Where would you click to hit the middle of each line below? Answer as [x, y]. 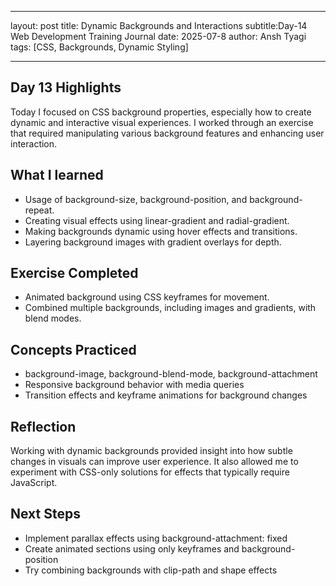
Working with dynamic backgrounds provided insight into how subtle [151, 451]
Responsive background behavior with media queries [134, 385]
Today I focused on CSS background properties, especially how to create [161, 112]
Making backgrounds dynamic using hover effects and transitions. [161, 231]
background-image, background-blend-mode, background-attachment [171, 374]
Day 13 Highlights [66, 87]
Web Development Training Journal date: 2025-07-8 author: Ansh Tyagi [158, 36]
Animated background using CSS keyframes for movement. [147, 297]
